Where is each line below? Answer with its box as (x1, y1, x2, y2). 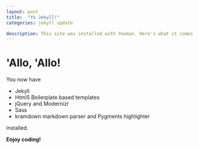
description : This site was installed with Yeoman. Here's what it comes (6, 30, 194, 36)
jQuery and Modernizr (14, 100, 70, 107)
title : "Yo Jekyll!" (6, 14, 60, 20)
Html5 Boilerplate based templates (14, 94, 100, 101)
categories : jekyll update (6, 20, 73, 26)
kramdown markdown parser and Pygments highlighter (14, 113, 150, 120)
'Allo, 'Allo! (6, 56, 61, 70)
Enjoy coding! (6, 136, 41, 143)
